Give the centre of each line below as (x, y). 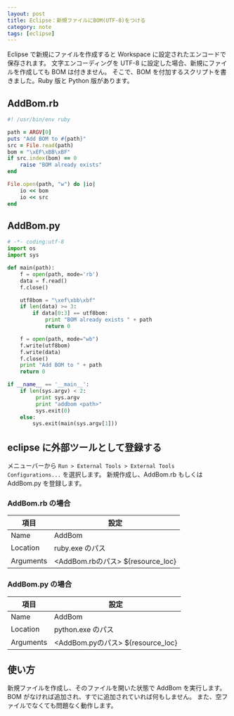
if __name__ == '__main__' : (48, 384)
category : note (30, 27)
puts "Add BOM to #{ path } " (47, 139)
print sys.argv (58, 397)
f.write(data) (40, 352)
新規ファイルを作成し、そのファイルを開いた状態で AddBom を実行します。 (117, 688)
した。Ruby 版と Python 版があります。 (76, 81)
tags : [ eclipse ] (31, 33)
